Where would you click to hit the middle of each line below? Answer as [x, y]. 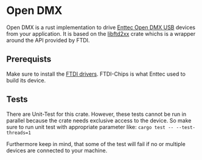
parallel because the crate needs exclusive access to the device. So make [99, 120]
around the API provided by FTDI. [48, 40]
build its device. [26, 80]
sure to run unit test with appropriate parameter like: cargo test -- [90, 127]
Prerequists [29, 59]
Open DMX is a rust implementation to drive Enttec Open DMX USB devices [101, 27]
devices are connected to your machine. [57, 150]
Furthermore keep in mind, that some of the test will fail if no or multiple [96, 144]
